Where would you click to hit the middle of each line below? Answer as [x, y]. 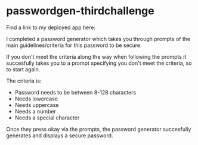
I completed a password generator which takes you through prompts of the [98, 39]
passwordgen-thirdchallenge [80, 11]
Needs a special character [47, 118]
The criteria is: [24, 81]
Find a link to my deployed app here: [51, 27]
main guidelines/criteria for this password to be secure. [74, 45]
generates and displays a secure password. [60, 135]
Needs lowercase [36, 99]
